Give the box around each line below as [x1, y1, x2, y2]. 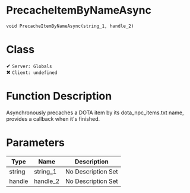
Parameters [6, 136, 65, 149]
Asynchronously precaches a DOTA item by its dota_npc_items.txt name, [6, 109, 184, 116]
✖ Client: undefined [6, 69, 58, 76]
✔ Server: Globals [6, 62, 52, 69]
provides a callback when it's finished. [6, 115, 100, 122]
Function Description [6, 89, 112, 103]
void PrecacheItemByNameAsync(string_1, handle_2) [6, 23, 134, 29]
